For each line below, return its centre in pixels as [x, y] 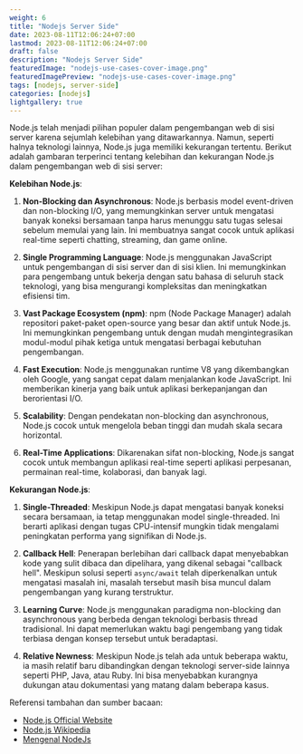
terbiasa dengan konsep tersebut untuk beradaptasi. [120, 639]
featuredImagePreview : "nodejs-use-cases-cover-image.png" [123, 77]
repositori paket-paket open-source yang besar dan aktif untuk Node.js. [156, 324]
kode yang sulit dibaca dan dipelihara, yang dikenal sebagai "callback [152, 564]
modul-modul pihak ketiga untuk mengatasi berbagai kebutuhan [142, 343]
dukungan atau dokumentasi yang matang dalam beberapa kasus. [146, 685]
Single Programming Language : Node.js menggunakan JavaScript [147, 257]
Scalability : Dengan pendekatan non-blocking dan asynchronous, [146, 416]
